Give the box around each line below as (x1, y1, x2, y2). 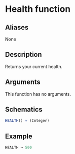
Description (5, 50, 42, 59)
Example (5, 132, 33, 140)
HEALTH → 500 (5, 145, 32, 150)
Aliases (5, 23, 29, 32)
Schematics (5, 105, 43, 114)
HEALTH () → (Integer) (5, 118, 50, 123)
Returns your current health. (5, 63, 63, 70)
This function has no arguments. (5, 91, 71, 97)
